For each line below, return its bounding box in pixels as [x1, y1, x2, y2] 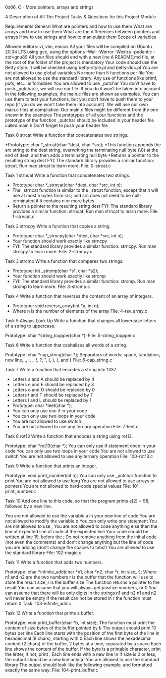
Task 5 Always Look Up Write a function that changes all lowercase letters [5, 318, 157, 324]
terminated [12, 198, 35, 204]
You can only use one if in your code [12, 408, 88, 413]
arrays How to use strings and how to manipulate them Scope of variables [5, 34, 157, 40]
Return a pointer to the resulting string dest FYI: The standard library [12, 203, 152, 209]
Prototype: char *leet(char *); [12, 402, 72, 408]
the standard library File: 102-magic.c [5, 550, 82, 556]
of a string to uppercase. [5, 323, 55, 329]
